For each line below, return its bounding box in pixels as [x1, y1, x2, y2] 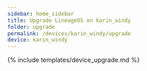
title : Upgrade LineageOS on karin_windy [7, 17, 131, 24]
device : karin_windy [7, 37, 69, 44]
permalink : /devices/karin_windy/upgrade [7, 30, 131, 37]
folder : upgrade [7, 23, 55, 30]
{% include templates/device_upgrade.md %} [7, 56, 140, 64]
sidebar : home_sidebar [7, 10, 74, 18]
